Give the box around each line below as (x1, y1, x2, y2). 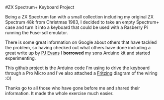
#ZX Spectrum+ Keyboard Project (5, 4, 75, 10)
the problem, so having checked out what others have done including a (5, 45, 151, 50)
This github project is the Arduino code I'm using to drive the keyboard (5, 65, 150, 71)
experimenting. (5, 55, 36, 61)
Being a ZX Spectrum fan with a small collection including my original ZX (5, 14, 154, 19)
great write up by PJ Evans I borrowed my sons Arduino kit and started (5, 50, 151, 56)
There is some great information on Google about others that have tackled (5, 39, 157, 45)
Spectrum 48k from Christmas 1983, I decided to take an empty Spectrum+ (5, 19, 160, 25)
